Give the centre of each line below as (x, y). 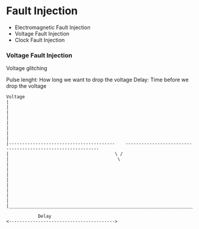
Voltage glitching (27, 68)
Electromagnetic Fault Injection (52, 27)
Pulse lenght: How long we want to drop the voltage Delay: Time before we (97, 80)
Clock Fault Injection (40, 40)
